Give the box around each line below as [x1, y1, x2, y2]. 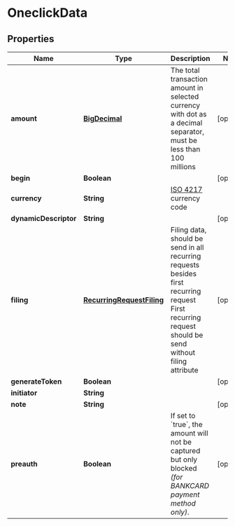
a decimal [170, 118, 203, 128]
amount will [170, 429, 208, 438]
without [170, 348, 196, 357]
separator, [170, 127, 205, 136]
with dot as [170, 109, 207, 119]
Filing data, [170, 225, 207, 234]
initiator [10, 388, 38, 398]
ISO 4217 [170, 184, 203, 194]
